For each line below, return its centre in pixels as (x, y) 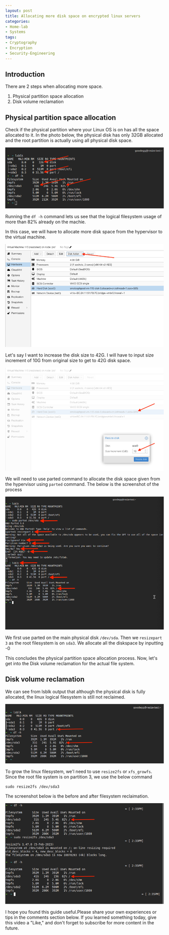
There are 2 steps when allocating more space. (54, 86)
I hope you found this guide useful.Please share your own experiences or (81, 912)
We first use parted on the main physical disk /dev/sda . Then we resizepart (84, 638)
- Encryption (19, 48)
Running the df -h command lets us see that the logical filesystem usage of (83, 216)
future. (12, 928)
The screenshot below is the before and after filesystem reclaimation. (77, 796)
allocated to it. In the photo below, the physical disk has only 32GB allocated (84, 135)
